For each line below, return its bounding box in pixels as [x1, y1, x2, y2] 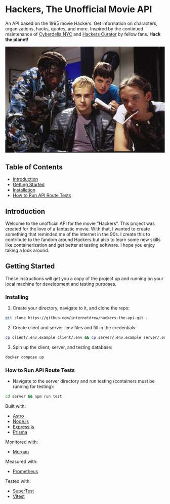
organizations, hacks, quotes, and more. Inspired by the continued [5, 25, 144, 31]
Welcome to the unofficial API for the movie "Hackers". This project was [5, 220, 155, 226]
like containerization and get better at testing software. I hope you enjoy [5, 242, 155, 248]
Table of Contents [5, 163, 63, 171]
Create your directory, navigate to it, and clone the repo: [12, 305, 130, 311]
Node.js [12, 418, 29, 424]
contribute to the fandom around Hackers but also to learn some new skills [5, 237, 161, 243]
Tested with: [5, 478, 31, 484]
